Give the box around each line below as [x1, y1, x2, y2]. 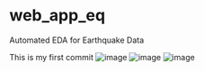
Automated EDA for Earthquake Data [9, 35, 145, 45]
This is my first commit [9, 51, 94, 62]
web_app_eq [9, 5, 106, 26]
